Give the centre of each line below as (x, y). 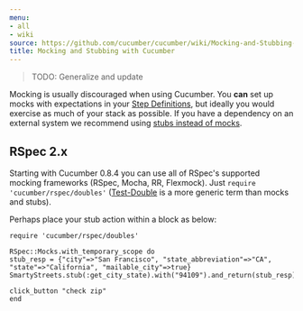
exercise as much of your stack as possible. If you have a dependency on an (151, 114)
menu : (19, 18)
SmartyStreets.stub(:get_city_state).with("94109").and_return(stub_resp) (153, 275)
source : (24, 43)
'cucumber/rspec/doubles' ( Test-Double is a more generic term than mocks (149, 192)
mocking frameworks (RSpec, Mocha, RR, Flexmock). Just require (133, 182)
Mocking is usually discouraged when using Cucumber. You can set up (141, 95)
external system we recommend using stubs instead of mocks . (126, 123)
